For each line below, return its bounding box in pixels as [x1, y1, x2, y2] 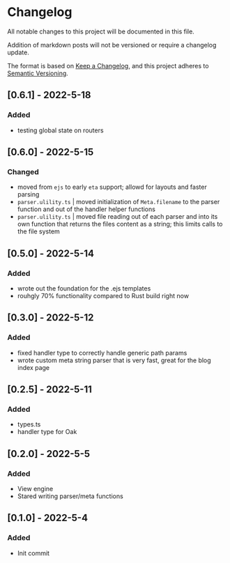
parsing [17, 190, 40, 199]
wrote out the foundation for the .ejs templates [17, 284, 151, 293]
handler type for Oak [17, 428, 77, 436]
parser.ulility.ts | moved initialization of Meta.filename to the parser [17, 198, 220, 206]
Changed [7, 167, 40, 176]
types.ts [17, 420, 41, 429]
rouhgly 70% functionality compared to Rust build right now [17, 292, 190, 300]
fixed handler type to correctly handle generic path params [17, 348, 187, 357]
